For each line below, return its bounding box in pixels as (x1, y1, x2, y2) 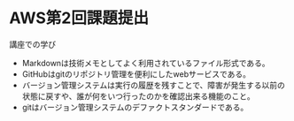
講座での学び (9, 39, 56, 49)
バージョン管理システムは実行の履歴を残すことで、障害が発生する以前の (21, 79, 286, 90)
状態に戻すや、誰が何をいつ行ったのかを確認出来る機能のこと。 (21, 90, 255, 102)
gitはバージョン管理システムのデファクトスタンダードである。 (21, 102, 249, 112)
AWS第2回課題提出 (9, 8, 149, 28)
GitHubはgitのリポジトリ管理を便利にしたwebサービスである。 (21, 68, 251, 79)
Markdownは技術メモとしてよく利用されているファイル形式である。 (21, 57, 270, 68)
